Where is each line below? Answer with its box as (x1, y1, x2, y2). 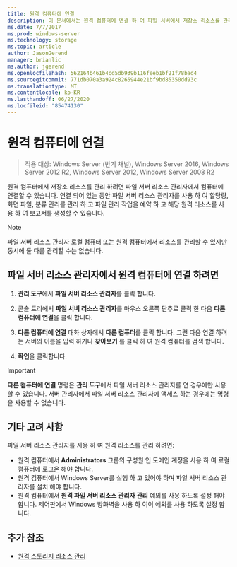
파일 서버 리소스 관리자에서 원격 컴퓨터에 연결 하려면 (7, 269, 219, 281)
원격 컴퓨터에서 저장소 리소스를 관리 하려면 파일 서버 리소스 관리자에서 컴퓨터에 (7, 182, 224, 191)
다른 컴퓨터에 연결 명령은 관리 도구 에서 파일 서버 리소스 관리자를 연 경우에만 (7, 380, 214, 389)
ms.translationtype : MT (7, 83, 78, 90)
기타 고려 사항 (7, 421, 63, 433)
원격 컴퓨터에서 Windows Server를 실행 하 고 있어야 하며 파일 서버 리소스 (17, 474, 220, 482)
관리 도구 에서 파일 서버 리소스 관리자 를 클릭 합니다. (17, 289, 157, 298)
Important (7, 366, 36, 375)
